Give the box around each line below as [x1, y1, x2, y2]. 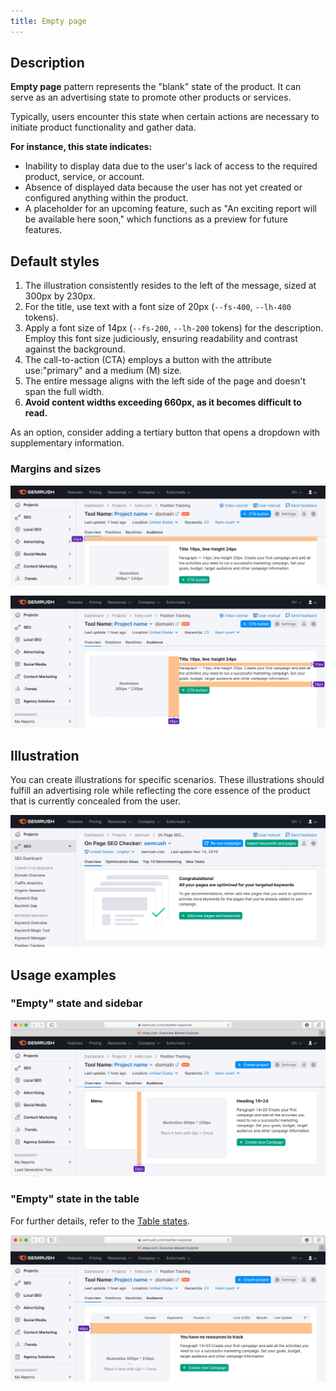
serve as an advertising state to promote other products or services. [10, 91, 292, 104]
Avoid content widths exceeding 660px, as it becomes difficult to [24, 396, 302, 409]
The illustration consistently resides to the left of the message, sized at [24, 280, 317, 292]
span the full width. [24, 386, 105, 398]
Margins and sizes [10, 462, 102, 476]
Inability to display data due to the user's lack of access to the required [24, 160, 318, 172]
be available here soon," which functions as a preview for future [24, 213, 288, 225]
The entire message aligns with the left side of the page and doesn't [24, 375, 307, 387]
